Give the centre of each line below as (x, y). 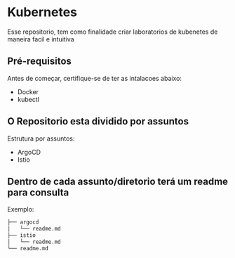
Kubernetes (42, 12)
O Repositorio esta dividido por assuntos (98, 121)
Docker (28, 91)
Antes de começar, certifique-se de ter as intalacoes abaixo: (95, 78)
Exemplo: (21, 209)
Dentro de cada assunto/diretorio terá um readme (118, 181)
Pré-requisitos (40, 62)
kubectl (28, 99)
